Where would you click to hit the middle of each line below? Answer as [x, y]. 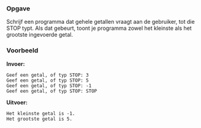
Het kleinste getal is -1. [41, 113]
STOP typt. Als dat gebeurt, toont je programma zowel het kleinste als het [99, 28]
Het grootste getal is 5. [39, 119]
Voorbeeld [22, 51]
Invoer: [16, 64]
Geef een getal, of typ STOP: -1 [49, 86]
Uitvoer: [17, 102]
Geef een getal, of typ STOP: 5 [47, 80]
